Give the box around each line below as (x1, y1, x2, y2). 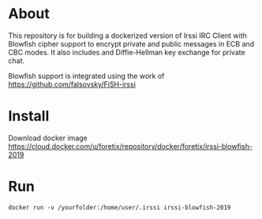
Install (8, 107, 50, 125)
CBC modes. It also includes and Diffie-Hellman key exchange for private (8, 47, 246, 57)
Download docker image (8, 133, 88, 143)
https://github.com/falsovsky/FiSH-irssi (8, 80, 137, 89)
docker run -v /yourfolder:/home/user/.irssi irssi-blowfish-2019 (8, 203, 231, 211)
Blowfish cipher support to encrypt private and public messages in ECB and (8, 39, 255, 48)
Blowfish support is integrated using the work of (8, 71, 165, 80)
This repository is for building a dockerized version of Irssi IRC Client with (8, 31, 247, 40)
